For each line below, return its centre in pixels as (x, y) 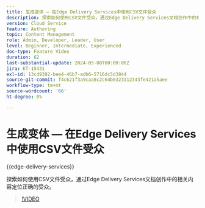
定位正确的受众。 (33, 187)
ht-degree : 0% (24, 97)
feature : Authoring (31, 29)
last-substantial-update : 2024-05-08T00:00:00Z (68, 63)
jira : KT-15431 (26, 68)
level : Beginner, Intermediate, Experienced (64, 46)
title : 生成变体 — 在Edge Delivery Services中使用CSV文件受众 (81, 12)
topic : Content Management (41, 35)
